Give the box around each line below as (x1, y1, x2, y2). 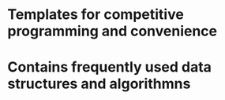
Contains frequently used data (7, 58, 212, 76)
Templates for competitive (7, 6, 185, 24)
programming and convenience (7, 22, 218, 40)
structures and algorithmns (7, 75, 191, 93)
